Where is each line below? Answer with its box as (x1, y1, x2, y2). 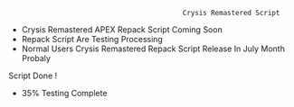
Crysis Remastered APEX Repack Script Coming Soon (21, 24, 223, 35)
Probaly (21, 53, 52, 63)
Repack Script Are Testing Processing (21, 34, 164, 44)
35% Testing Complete (21, 88, 108, 98)
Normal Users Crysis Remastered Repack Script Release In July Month (21, 43, 286, 54)
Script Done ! (8, 70, 58, 81)
